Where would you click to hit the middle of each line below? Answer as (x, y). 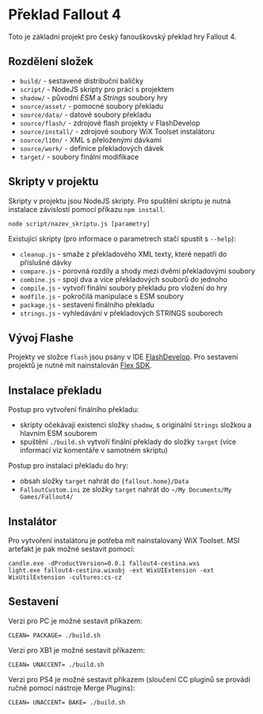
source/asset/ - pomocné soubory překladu (91, 106)
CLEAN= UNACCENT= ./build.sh (56, 665)
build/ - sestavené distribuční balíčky (82, 80)
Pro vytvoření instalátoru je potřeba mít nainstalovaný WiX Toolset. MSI (124, 540)
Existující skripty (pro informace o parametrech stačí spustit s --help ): (122, 238)
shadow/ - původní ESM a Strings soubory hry (93, 98)
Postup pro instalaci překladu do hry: (69, 465)
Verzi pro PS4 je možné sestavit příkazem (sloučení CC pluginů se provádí (130, 679)
